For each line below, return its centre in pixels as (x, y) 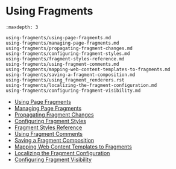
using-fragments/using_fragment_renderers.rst (65, 80)
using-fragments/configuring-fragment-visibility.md (73, 91)
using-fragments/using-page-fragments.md (58, 37)
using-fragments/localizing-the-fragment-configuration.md (81, 85)
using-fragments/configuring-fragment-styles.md (68, 53)
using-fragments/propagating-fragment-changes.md (69, 48)
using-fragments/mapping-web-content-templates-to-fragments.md (88, 69)
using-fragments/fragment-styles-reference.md (65, 59)
